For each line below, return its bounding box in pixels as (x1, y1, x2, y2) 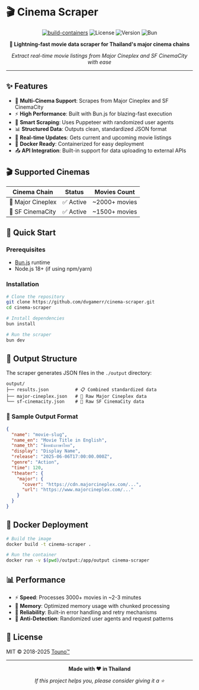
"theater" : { (11, 470, 44, 476)
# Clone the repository (6, 293, 65, 300)
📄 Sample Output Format (6, 412, 78, 421)
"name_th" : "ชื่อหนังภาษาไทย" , (11, 443, 76, 448)
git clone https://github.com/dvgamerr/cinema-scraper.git (6, 299, 155, 305)
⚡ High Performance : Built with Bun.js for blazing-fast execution (14, 110, 172, 117)
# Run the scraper (6, 331, 52, 337)
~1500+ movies (92, 207, 137, 215)
